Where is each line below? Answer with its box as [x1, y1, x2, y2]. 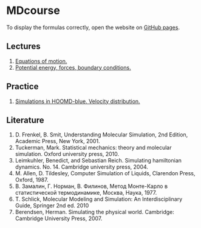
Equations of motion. [15, 57, 67, 64]
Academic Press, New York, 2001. [15, 138, 100, 145]
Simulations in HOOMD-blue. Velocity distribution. [15, 98, 141, 105]
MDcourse [6, 4, 61, 18]
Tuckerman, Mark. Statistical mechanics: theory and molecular [15, 144, 172, 152]
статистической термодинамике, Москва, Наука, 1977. [15, 189, 157, 196]
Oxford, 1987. [15, 176, 49, 184]
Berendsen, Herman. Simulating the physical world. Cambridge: [15, 209, 174, 216]
